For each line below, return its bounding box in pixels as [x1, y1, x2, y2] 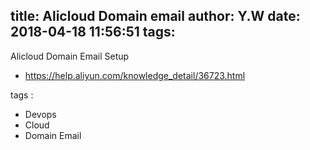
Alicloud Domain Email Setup [10, 50, 130, 62]
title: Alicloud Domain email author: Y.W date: [10, 8, 301, 25]
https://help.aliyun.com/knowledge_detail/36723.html [24, 69, 246, 81]
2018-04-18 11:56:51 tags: [10, 24, 176, 41]
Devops [24, 108, 57, 120]
